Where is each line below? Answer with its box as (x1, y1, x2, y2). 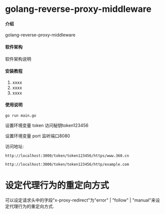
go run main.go (5, 113, 37, 118)
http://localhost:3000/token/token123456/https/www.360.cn (5, 153, 129, 158)
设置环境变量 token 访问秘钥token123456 (5, 123, 89, 128)
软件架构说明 (5, 56, 31, 62)
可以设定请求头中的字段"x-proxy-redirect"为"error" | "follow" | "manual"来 (5, 197, 156, 203)
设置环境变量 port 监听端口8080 (5, 133, 70, 139)
